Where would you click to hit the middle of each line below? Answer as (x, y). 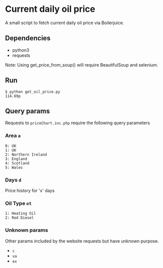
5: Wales (14, 167)
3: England (16, 159)
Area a (13, 135)
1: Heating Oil (21, 214)
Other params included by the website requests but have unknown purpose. (82, 241)
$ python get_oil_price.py (33, 92)
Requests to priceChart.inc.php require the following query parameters (78, 123)
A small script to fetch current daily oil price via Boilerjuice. (65, 23)
